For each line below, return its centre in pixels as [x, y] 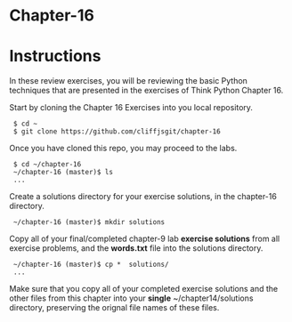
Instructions [55, 56]
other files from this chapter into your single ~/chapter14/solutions [131, 298]
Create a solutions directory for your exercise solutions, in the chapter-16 [143, 197]
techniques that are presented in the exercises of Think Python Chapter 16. [146, 91]
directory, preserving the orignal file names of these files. [114, 308]
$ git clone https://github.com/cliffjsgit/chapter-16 [117, 132]
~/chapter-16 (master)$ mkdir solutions [89, 222]
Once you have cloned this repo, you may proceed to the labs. [123, 149]
